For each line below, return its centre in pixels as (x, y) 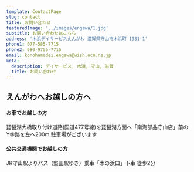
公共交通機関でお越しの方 (37, 149)
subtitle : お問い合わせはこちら (41, 33)
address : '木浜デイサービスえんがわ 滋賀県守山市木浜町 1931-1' (77, 39)
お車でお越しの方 (27, 113)
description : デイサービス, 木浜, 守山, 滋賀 (63, 66)
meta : (13, 60)
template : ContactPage (34, 11)
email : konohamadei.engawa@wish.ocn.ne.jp (59, 55)
